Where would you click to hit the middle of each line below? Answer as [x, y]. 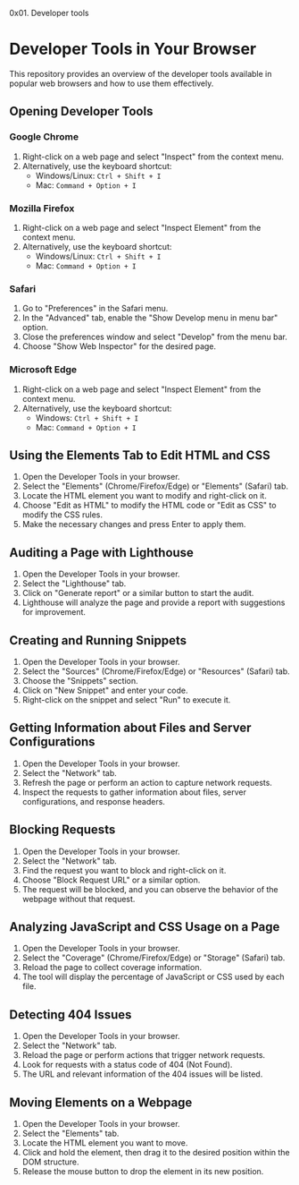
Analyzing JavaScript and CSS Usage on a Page [145, 927]
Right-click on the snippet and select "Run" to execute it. [126, 699]
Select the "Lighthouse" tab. [74, 584]
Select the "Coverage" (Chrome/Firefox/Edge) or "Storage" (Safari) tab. [154, 958]
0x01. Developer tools [49, 13]
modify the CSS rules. [62, 515]
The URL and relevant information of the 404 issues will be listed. [142, 1074]
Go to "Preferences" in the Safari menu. [95, 309]
